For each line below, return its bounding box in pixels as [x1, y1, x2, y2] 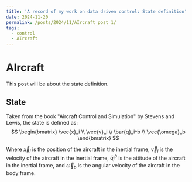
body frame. [6, 169, 36, 176]
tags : [6, 25, 19, 31]
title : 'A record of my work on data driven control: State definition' [6, 8, 187, 15]
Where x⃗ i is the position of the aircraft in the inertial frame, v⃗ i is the [6, 146, 173, 154]
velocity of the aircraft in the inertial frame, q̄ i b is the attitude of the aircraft [6, 153, 186, 163]
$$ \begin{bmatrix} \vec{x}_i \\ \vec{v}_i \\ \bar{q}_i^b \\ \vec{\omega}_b [11, 128, 186, 135]
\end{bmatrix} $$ [77, 134, 119, 141]
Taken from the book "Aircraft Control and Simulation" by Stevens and [6, 112, 174, 120]
